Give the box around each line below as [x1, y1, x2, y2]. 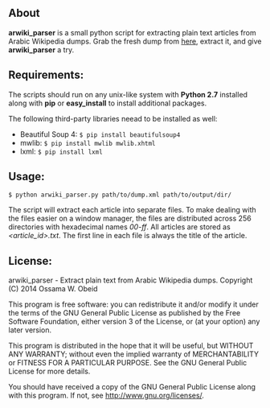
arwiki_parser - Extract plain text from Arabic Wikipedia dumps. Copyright [8, 275, 253, 285]
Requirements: [8, 68, 84, 82]
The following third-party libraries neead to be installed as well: [8, 113, 218, 123]
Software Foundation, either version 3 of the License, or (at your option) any [8, 317, 260, 327]
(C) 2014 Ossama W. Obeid [8, 284, 98, 294]
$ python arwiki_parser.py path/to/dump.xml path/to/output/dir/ [8, 191, 231, 200]
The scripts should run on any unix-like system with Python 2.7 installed [8, 89, 247, 99]
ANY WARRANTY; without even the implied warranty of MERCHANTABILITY [8, 349, 260, 359]
